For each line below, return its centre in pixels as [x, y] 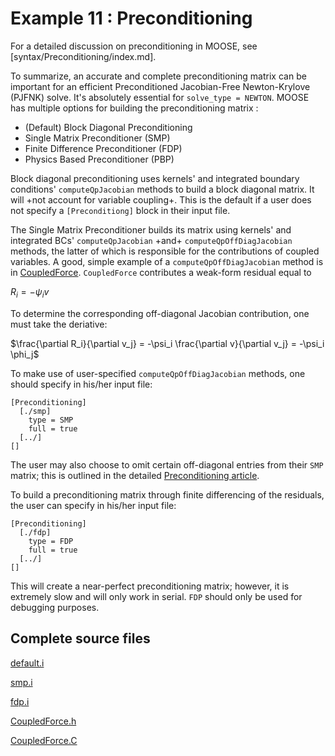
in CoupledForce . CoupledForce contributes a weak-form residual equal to [161, 272]
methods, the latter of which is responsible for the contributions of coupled [165, 251]
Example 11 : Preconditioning [131, 18]
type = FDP [51, 541]
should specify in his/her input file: [81, 384]
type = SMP [51, 420]
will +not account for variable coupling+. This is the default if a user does [161, 199]
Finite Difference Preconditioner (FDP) [103, 148]
